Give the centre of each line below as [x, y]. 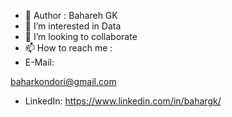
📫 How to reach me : [68, 48]
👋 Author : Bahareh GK [71, 15]
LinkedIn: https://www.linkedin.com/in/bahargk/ [123, 101]
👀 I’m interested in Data [73, 26]
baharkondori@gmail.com [63, 81]
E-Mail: [39, 62]
